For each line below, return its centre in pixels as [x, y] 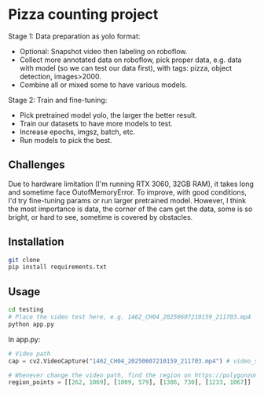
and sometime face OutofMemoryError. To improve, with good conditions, [128, 192]
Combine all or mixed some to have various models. [103, 85]
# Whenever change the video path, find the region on [100, 375]
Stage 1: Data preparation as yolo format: [74, 36]
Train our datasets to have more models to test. [96, 123]
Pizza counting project [83, 15]
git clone [24, 260]
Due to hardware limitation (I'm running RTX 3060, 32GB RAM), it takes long [131, 184]
